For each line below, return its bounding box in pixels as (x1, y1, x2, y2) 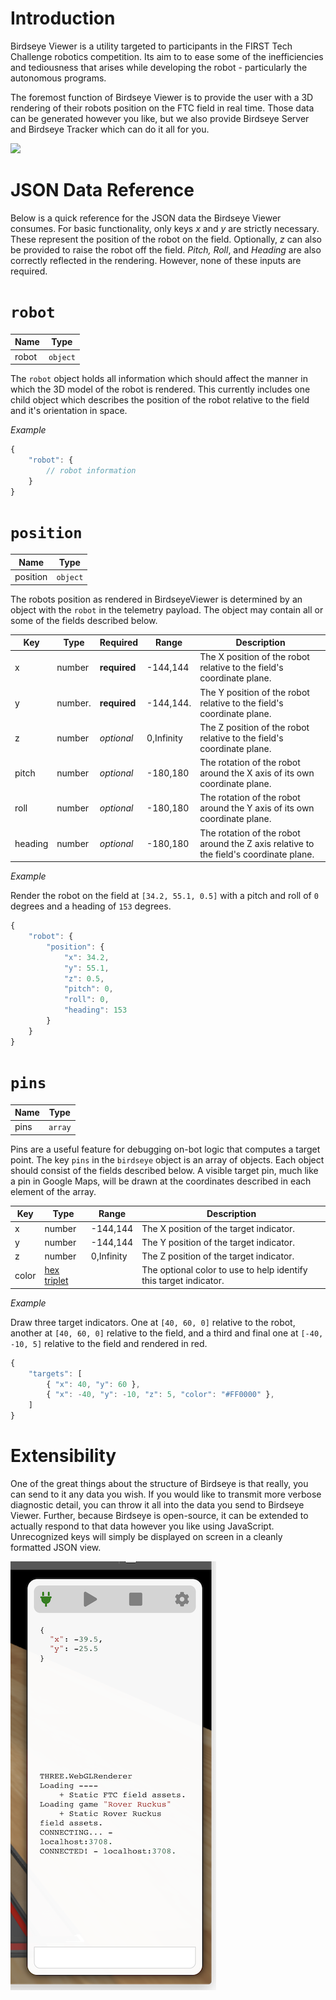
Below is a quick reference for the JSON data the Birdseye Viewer (10, 212, 282, 224)
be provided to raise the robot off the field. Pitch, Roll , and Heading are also (10, 243, 322, 256)
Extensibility (10, 1445, 117, 1467)
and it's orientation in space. (10, 405, 128, 417)
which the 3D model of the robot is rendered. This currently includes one (10, 383, 311, 396)
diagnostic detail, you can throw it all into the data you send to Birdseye (10, 1499, 305, 1511)
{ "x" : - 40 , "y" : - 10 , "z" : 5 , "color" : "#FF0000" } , (46, 1390, 275, 1400)
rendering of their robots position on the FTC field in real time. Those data (10, 102, 315, 114)
